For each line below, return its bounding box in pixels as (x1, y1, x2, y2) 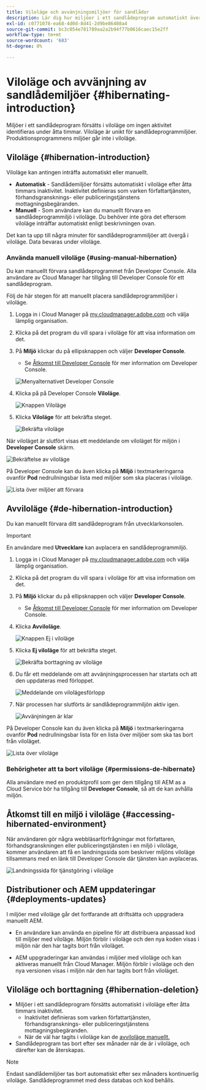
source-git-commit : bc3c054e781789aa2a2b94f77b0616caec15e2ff (6, 26, 169, 33)
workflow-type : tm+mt (6, 32, 62, 38)
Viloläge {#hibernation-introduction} (6, 152, 150, 163)
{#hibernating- (93, 88, 170, 102)
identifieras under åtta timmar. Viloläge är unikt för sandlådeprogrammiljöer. (6, 128, 197, 135)
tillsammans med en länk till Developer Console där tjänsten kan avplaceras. (6, 854, 199, 862)
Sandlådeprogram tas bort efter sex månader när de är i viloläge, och (15, 1040, 190, 1047)
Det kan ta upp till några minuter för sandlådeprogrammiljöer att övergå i (6, 231, 189, 239)
